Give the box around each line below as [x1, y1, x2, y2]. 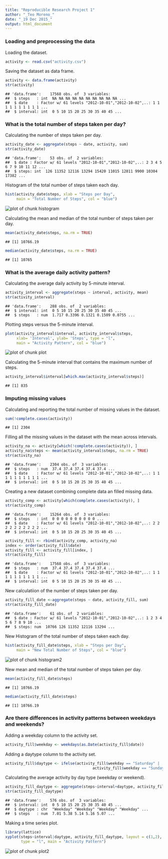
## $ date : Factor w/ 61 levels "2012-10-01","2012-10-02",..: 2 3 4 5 [5, 160, 162, 165]
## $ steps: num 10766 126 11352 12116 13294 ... [5, 624, 115, 629]
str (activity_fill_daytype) [5, 789, 64, 794]
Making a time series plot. [5, 820, 58, 826]
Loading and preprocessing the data [5, 38, 95, 45]
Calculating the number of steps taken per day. [5, 132, 102, 138]
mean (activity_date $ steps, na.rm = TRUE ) [5, 230, 93, 235]
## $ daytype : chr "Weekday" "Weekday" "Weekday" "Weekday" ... [5, 807, 149, 812]
